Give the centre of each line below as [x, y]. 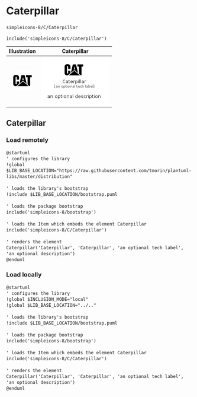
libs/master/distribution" [39, 176]
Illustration [22, 51]
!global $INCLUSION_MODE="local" [47, 300]
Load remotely [28, 139]
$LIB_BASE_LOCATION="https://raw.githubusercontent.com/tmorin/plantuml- [99, 170]
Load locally [24, 274]
